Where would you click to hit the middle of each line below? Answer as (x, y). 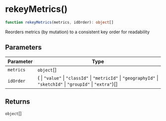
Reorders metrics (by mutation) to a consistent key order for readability (77, 32)
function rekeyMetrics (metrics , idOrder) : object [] (59, 22)
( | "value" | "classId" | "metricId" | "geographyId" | (98, 78)
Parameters (23, 47)
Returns (18, 102)
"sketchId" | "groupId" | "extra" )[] (78, 84)
